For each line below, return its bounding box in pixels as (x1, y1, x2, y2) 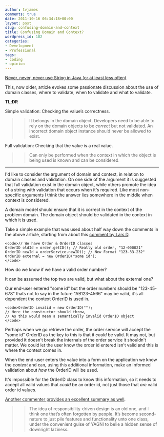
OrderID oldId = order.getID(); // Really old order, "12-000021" (5, 246, 143, 250)
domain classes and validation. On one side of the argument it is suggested (5, 176, 157, 183)
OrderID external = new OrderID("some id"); (5, 254, 97, 259)
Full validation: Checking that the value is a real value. (5, 143, 113, 149)
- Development (5, 43, 34, 48)
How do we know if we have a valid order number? (5, 266, 107, 273)
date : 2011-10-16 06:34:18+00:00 (5, 16, 73, 21)
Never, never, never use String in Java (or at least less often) (5, 75, 127, 81)
